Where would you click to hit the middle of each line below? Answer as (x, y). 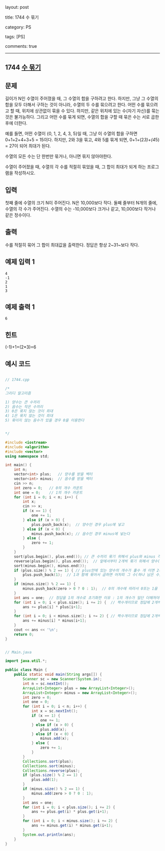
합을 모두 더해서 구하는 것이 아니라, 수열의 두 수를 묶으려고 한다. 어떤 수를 (75, 105)
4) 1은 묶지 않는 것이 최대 (29, 416)
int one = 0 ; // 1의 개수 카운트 (48, 492)
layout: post (17, 7)
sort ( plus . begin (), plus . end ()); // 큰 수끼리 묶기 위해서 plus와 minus (85, 556)
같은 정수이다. (18, 215)
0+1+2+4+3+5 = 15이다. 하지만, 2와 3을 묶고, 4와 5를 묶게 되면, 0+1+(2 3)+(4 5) (82, 140)
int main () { (18, 465)
